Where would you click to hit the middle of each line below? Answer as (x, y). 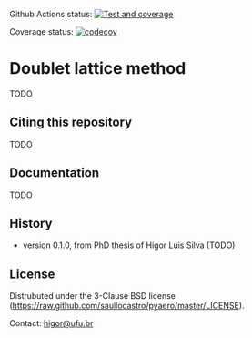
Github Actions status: (51, 14)
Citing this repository (71, 123)
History (31, 223)
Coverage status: (42, 31)
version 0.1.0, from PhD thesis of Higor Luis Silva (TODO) (129, 245)
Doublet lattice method (98, 69)
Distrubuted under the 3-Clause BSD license (92, 296)
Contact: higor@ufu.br (51, 323)
